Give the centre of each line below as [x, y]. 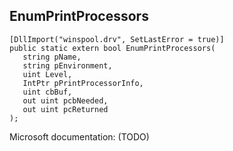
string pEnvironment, [67, 65]
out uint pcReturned [65, 109]
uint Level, [47, 74]
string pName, [52, 57]
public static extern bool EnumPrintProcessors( [112, 48]
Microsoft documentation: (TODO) [79, 136]
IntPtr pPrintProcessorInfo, [83, 83]
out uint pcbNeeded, [65, 100]
